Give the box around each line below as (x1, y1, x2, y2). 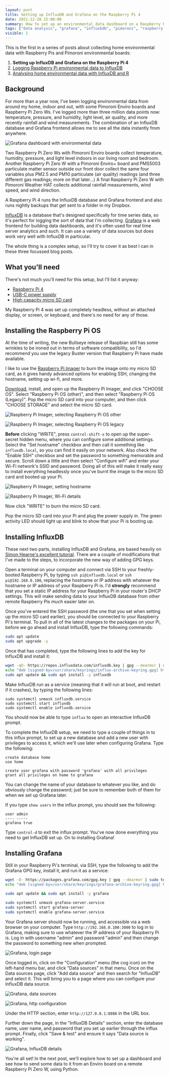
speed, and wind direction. (5, 187, 60, 193)
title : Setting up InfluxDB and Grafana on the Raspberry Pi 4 (5, 12, 141, 17)
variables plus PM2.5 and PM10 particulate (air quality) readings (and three (5, 171, 160, 177)
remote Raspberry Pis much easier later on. (5, 599, 96, 605)
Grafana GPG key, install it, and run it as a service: (5, 868, 109, 874)
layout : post (5, 7, 33, 13)
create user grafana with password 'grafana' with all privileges (5, 768, 147, 773)
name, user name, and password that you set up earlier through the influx (5, 1025, 157, 1031)
